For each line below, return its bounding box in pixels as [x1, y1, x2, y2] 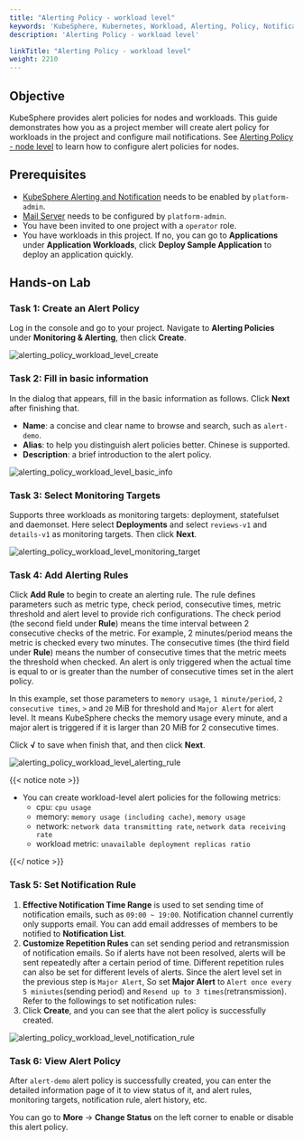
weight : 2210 [9, 55, 59, 64]
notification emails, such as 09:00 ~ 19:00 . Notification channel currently [22, 909, 294, 919]
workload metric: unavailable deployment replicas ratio [35, 838, 251, 850]
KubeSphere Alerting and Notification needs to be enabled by [22, 191, 252, 202]
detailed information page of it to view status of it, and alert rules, [9, 1084, 252, 1095]
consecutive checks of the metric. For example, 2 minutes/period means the [9, 627, 293, 638]
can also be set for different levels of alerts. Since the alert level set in [22, 967, 282, 977]
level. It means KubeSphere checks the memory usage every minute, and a [9, 712, 289, 723]
